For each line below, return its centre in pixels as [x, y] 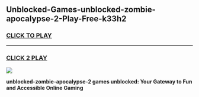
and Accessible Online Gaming [45, 88]
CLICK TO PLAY [29, 36]
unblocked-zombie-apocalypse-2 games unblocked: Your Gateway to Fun [99, 81]
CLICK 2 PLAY [27, 58]
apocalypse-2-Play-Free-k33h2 [66, 19]
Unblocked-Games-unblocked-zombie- [81, 10]
